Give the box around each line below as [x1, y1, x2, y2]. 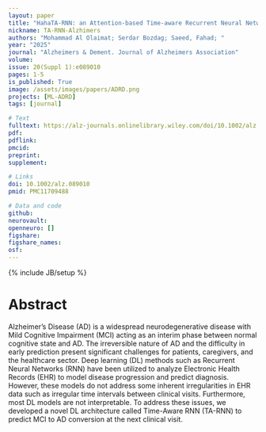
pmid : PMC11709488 [8, 188, 69, 196]
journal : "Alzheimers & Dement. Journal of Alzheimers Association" [8, 48, 239, 56]
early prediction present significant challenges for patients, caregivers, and [8, 346, 253, 357]
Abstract [8, 296, 67, 314]
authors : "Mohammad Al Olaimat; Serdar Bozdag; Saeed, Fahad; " [8, 33, 225, 42]
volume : [8, 56, 34, 64]
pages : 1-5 [8, 71, 44, 78]
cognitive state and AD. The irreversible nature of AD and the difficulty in [8, 338, 245, 348]
